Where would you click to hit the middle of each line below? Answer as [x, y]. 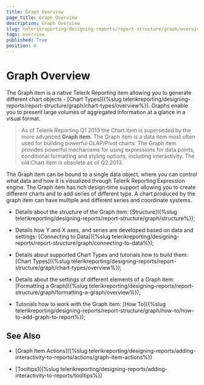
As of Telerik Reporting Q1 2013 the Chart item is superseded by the [106, 130]
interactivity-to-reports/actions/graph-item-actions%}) [84, 357]
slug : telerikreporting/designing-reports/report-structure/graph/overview [104, 29]
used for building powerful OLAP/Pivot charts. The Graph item [99, 143]
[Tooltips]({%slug [37, 369]
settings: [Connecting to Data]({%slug [63, 236]
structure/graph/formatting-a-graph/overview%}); [78, 292]
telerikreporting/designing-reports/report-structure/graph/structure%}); [105, 218]
